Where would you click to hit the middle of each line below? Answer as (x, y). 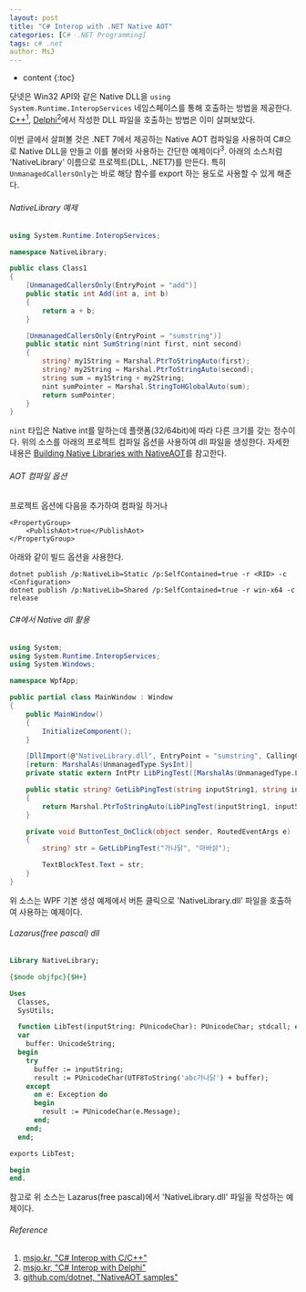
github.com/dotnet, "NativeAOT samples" (100, 1277)
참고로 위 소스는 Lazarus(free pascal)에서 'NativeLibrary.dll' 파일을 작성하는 (147, 1197)
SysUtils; (36, 1010)
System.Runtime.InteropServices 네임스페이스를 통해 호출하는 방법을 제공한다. (151, 108)
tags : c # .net (36, 43)
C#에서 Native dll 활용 (50, 620)
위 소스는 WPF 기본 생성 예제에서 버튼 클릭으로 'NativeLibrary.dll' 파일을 (138, 900)
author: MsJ (32, 52)
